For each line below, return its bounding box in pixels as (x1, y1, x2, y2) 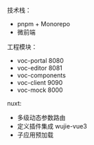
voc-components (16, 71, 67, 79)
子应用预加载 (16, 130, 54, 139)
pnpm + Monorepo (16, 20, 71, 28)
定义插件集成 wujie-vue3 (16, 122, 87, 130)
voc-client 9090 (16, 79, 63, 86)
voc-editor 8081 (16, 64, 63, 72)
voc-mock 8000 (16, 86, 63, 94)
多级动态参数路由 (16, 113, 66, 122)
